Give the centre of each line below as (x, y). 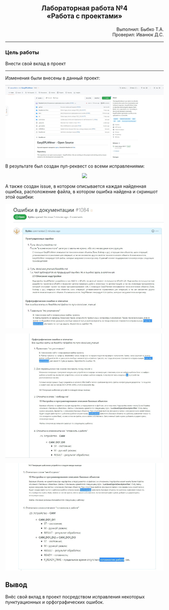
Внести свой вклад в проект (36, 63)
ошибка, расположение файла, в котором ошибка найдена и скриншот (81, 192)
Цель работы (22, 52)
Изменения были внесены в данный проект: (53, 78)
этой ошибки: (20, 197)
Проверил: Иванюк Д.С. (138, 35)
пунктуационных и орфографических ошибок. (55, 602)
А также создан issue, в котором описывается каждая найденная (76, 186)
